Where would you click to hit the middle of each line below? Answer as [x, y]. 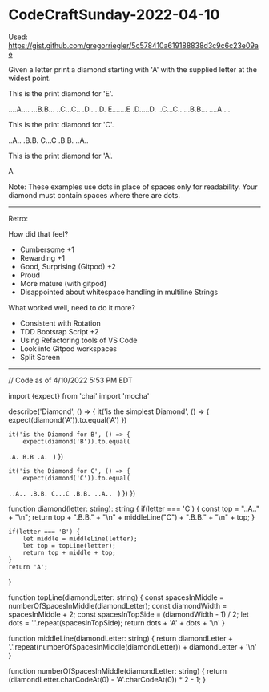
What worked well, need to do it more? [72, 307]
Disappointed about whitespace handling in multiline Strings [119, 292]
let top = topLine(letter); [69, 546]
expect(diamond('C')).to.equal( [76, 478]
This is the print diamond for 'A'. [61, 156]
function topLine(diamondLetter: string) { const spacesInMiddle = [116, 597]
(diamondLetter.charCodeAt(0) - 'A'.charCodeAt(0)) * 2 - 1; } [107, 679]
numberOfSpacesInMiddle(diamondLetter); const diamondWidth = [118, 605]
